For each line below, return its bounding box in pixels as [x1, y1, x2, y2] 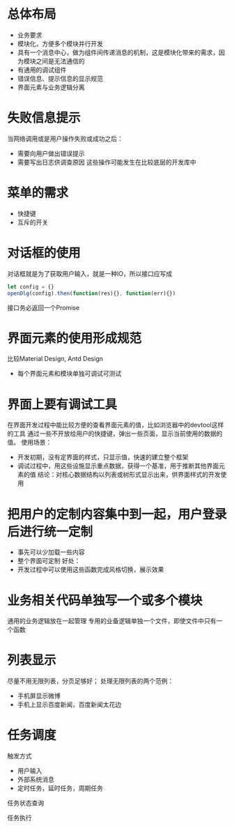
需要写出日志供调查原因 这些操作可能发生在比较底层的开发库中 [17, 158, 196, 166]
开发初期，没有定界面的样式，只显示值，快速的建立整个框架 [17, 453, 189, 461]
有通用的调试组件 [17, 66, 67, 74]
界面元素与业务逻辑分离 [17, 83, 85, 91]
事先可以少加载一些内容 [17, 548, 85, 556]
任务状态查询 [7, 799, 44, 807]
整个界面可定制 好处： [17, 557, 81, 565]
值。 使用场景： [7, 438, 52, 447]
